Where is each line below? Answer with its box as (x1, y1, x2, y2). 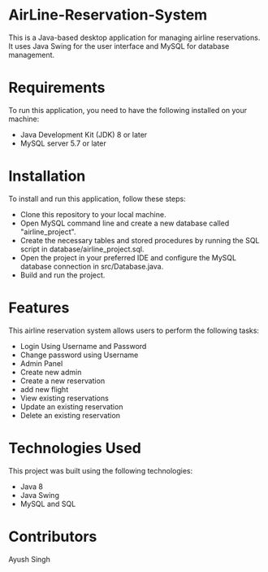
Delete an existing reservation (19, 410, 120, 420)
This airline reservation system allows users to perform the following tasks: (8, 325, 260, 335)
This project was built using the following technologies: (8, 465, 193, 475)
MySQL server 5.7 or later (19, 138, 107, 148)
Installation (8, 167, 86, 186)
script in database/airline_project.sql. (19, 244, 145, 254)
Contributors (8, 527, 97, 546)
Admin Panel (19, 358, 63, 368)
